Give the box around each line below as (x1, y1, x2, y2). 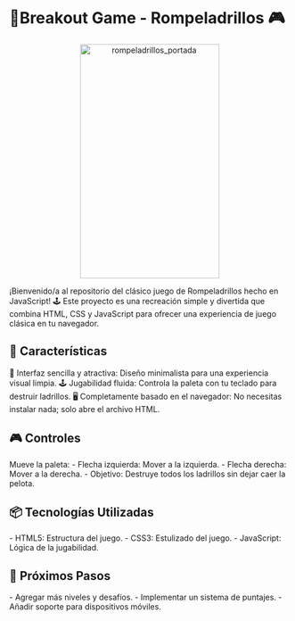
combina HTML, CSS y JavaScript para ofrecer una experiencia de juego (9, 308, 277, 319)
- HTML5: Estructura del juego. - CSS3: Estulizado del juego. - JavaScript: (9, 533, 282, 543)
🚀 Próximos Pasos (9, 568, 111, 584)
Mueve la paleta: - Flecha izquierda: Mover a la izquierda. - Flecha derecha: (9, 459, 287, 469)
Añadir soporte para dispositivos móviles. (9, 601, 162, 612)
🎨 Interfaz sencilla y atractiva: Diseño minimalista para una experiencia (9, 368, 269, 378)
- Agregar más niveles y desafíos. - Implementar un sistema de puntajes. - (9, 592, 283, 603)
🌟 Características (9, 344, 108, 359)
